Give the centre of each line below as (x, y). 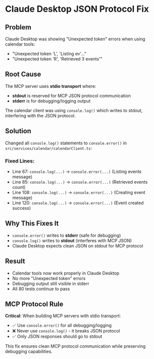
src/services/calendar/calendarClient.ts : (49, 148)
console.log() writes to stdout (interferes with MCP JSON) (72, 240)
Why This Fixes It (32, 224)
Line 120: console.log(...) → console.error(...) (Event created (78, 203)
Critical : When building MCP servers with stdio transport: (63, 316)
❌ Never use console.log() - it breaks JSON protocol (66, 331)
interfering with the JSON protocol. (40, 115)
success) (21, 208)
